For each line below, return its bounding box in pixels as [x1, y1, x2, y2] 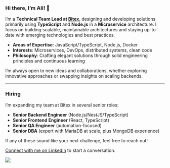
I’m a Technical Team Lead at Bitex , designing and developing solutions [5, 16, 156, 22]
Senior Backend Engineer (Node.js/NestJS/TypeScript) [12, 111, 129, 118]
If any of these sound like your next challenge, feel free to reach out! [5, 137, 148, 143]
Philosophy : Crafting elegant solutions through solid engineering [12, 52, 148, 59]
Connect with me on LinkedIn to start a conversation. [5, 147, 115, 153]
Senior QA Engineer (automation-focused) [12, 122, 102, 128]
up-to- [144, 27, 158, 33]
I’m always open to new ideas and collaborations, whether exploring [5, 68, 147, 74]
